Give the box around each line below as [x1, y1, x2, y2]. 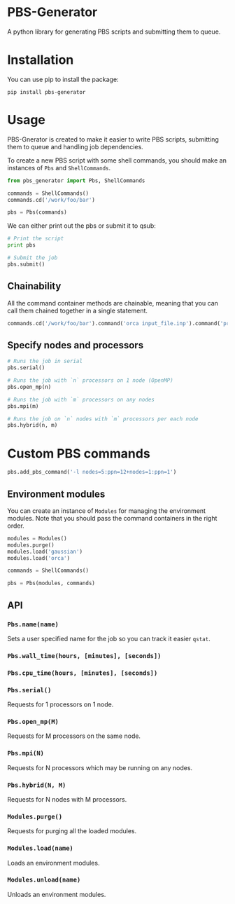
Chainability [7, 280, 62, 292]
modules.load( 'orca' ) [7, 554, 71, 561]
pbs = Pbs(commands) [7, 209, 68, 216]
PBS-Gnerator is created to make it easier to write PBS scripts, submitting [7, 135, 219, 144]
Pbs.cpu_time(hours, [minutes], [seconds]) [7, 669, 158, 677]
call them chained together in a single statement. [7, 306, 148, 315]
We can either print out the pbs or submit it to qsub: [7, 221, 156, 230]
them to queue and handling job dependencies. [7, 142, 143, 151]
